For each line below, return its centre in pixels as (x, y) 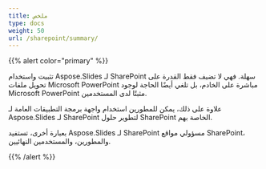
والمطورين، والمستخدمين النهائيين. (60, 142)
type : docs (26, 23)
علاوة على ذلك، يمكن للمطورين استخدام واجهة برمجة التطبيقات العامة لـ (115, 109)
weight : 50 (26, 30)
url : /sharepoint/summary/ (53, 38)
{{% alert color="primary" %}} (58, 61)
